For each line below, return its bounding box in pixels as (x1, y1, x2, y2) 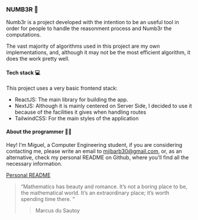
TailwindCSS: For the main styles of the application (14, 114, 139, 122)
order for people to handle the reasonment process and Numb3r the (6, 25, 172, 32)
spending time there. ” (20, 195, 75, 202)
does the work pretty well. (6, 55, 70, 63)
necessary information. (6, 160, 63, 167)
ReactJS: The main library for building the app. (14, 96, 128, 103)
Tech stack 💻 (6, 69, 41, 76)
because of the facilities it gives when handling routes (14, 109, 147, 116)
